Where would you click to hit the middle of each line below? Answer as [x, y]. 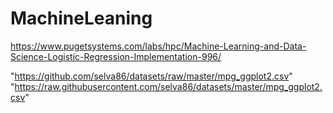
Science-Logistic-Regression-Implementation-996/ [116, 56]
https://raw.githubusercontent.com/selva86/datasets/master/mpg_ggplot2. [168, 86]
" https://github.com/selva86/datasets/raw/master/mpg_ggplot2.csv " [151, 76]
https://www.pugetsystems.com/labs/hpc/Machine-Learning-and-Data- [158, 46]
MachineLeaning [81, 18]
